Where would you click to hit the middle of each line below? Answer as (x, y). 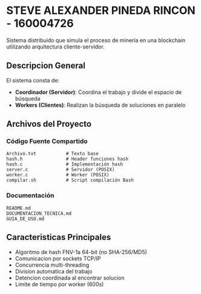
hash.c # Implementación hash (64, 164)
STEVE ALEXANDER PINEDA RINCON (101, 11)
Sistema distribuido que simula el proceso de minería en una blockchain (96, 40)
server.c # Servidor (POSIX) (61, 170)
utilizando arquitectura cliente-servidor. (55, 47)
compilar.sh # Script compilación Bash (70, 180)
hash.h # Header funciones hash (68, 159)
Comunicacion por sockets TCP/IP (58, 258)
